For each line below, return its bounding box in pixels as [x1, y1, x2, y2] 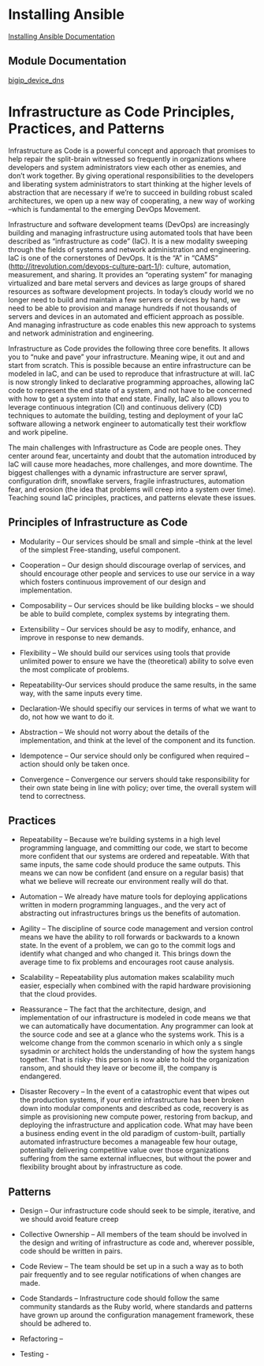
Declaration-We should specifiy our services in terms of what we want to [19, 703, 256, 713]
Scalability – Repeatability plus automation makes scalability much [19, 973, 235, 982]
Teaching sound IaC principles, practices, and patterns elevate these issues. [8, 492, 256, 502]
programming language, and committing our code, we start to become [19, 843, 248, 852]
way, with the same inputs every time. [19, 688, 143, 698]
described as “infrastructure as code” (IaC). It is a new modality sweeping [8, 236, 248, 246]
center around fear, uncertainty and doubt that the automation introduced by [8, 451, 257, 460]
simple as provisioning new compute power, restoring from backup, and [19, 1112, 254, 1122]
